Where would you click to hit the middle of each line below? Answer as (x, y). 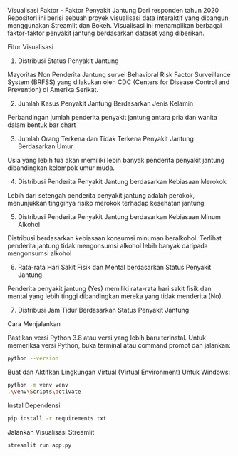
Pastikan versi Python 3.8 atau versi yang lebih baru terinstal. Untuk (107, 338)
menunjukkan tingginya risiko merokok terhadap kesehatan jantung (106, 203)
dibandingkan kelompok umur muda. (61, 168)
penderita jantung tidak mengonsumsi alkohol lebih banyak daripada (108, 246)
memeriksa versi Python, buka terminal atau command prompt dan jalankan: (119, 345)
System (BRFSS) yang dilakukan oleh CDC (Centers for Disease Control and (119, 82)
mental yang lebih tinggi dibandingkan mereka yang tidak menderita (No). (115, 296)
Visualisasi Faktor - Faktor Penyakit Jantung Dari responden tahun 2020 (113, 10)
